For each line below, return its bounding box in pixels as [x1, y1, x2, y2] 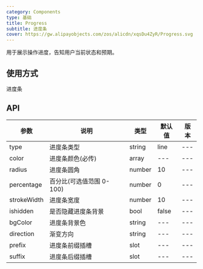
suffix [9, 252, 25, 261]
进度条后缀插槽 [49, 252, 92, 261]
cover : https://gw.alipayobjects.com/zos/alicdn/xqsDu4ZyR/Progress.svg [6, 31, 193, 37]
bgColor [9, 218, 33, 227]
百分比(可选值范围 [49, 177, 101, 185]
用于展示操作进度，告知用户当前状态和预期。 [6, 49, 118, 56]
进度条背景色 [49, 218, 86, 227]
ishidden [9, 207, 34, 215]
